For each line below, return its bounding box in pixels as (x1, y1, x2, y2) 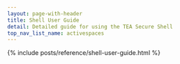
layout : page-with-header (7, 10, 82, 17)
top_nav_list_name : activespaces (7, 29, 105, 37)
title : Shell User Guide (7, 17, 80, 24)
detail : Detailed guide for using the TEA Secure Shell (7, 23, 173, 30)
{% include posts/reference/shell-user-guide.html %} (7, 49, 160, 57)
